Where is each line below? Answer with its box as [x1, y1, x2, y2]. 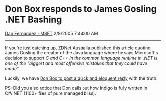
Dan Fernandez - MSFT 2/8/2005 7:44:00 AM [5, 30, 98, 36]
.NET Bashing [5, 14, 62, 25]
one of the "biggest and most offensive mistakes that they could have [5, 60, 147, 66]
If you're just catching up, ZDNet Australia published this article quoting [5, 45, 151, 50]
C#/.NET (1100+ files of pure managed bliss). [5, 90, 96, 96]
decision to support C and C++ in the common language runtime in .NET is [5, 55, 158, 61]
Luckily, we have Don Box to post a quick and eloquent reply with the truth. [5, 75, 158, 81]
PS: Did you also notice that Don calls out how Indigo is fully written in [5, 85, 147, 91]
